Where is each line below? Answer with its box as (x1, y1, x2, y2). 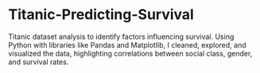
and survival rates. (8, 57, 69, 67)
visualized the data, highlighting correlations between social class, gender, (8, 48, 253, 58)
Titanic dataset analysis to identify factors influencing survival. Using (8, 32, 235, 41)
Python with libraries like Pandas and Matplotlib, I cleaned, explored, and (8, 40, 246, 49)
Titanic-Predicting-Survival (8, 6, 195, 24)
